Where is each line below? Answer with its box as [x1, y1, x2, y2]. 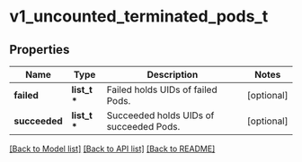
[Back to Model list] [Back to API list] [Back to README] [9, 143, 216, 154]
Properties [9, 42, 70, 57]
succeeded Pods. [106, 121, 181, 132]
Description [147, 69, 199, 81]
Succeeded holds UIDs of [106, 109, 215, 122]
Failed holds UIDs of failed [106, 83, 218, 96]
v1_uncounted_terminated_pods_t [9, 6, 269, 27]
